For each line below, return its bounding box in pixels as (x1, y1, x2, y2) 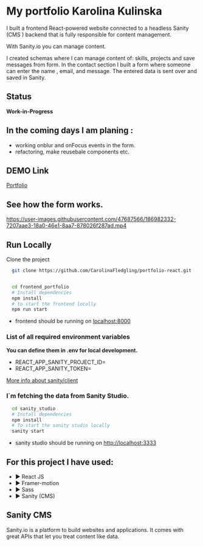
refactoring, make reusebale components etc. (15, 148, 129, 155)
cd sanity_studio (12, 405, 56, 411)
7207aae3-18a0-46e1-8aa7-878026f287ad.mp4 (6, 222, 127, 229)
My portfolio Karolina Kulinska (6, 4, 162, 18)
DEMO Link (6, 166, 49, 176)
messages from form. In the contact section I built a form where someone (6, 61, 191, 68)
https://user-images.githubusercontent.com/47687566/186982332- (6, 215, 176, 223)
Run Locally (6, 239, 52, 250)
